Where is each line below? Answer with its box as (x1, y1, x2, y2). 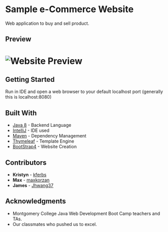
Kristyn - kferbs (12, 171, 47, 177)
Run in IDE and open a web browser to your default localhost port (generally (5, 88, 163, 95)
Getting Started (5, 75, 55, 84)
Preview (5, 35, 32, 43)
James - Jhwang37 (12, 182, 54, 188)
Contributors (5, 158, 47, 167)
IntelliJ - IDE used (12, 127, 49, 133)
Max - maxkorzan (12, 177, 50, 183)
